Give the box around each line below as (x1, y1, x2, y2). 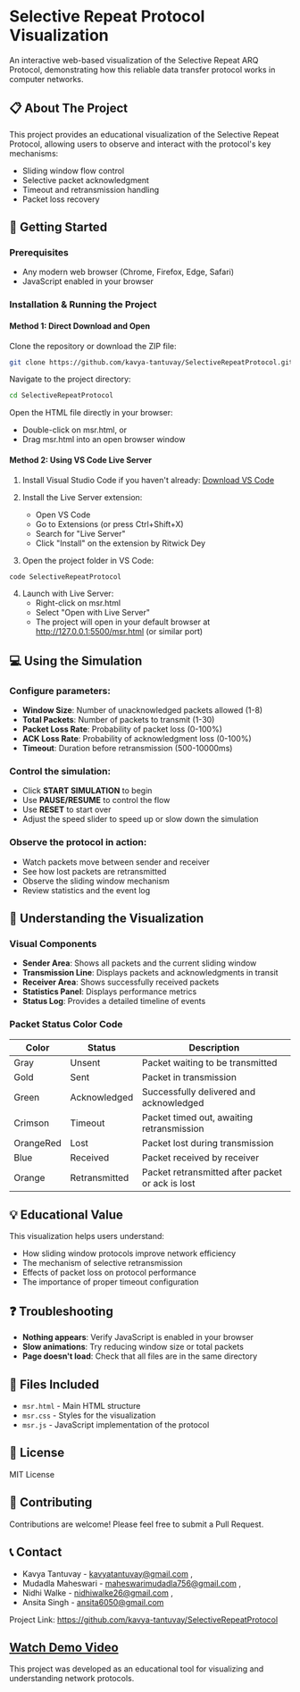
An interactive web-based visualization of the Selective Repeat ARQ (9, 54, 259, 65)
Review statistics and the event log (21, 884, 151, 895)
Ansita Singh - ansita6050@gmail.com (21, 1596, 164, 1607)
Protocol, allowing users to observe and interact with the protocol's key (9, 138, 271, 149)
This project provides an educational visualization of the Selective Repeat (9, 129, 279, 139)
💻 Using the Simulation (9, 653, 143, 668)
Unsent (70, 1056, 101, 1068)
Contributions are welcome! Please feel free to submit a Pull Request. (9, 1519, 264, 1529)
